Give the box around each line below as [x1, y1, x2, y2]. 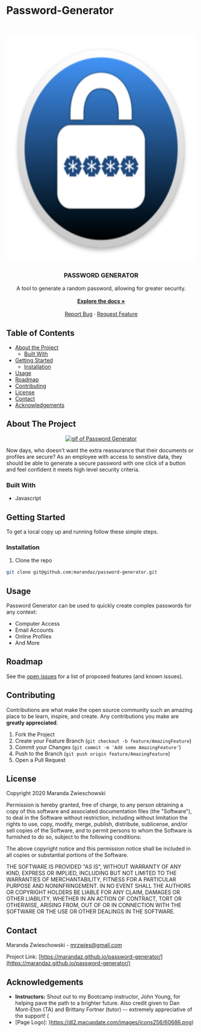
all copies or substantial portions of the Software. [6, 851, 128, 859]
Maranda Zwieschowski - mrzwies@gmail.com [6, 942, 122, 949]
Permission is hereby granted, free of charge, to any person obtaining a [6, 801, 184, 808]
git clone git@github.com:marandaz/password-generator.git [6, 569, 158, 576]
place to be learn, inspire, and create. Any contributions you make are [6, 713, 179, 720]
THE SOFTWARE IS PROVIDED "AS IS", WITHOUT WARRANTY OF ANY [6, 863, 182, 870]
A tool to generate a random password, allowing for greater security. [16, 285, 186, 292]
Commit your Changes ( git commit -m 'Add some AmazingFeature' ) [14, 743, 182, 750]
